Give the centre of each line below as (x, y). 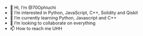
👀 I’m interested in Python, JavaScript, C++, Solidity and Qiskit (74, 13)
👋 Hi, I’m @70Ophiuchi (33, 8)
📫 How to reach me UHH (36, 28)
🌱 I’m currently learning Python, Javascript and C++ (63, 18)
